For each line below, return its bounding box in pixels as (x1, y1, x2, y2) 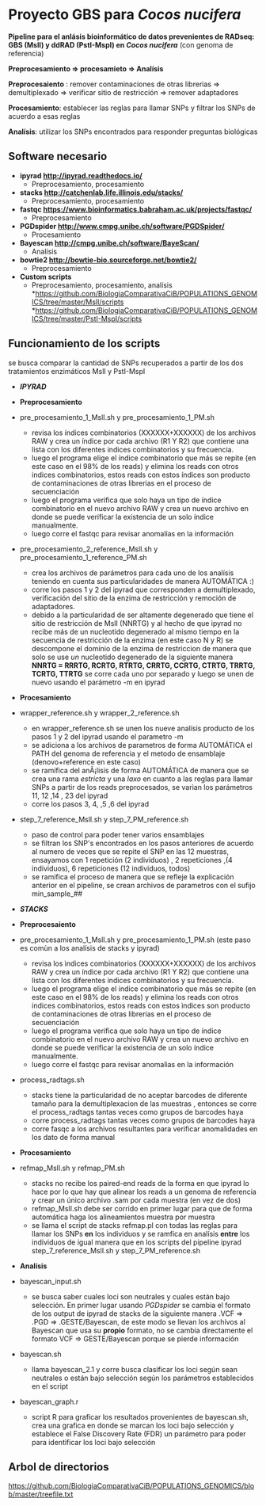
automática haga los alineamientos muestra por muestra (31, 1212, 215, 1222)
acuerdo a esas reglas (8, 111, 81, 120)
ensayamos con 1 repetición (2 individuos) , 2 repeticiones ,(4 (31, 855, 234, 864)
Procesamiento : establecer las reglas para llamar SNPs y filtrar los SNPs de (8, 103, 256, 112)
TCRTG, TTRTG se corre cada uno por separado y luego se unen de (31, 669, 255, 678)
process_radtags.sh (19, 1075, 85, 1085)
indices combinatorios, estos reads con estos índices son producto (31, 470, 251, 479)
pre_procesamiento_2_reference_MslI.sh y (19, 544, 158, 554)
